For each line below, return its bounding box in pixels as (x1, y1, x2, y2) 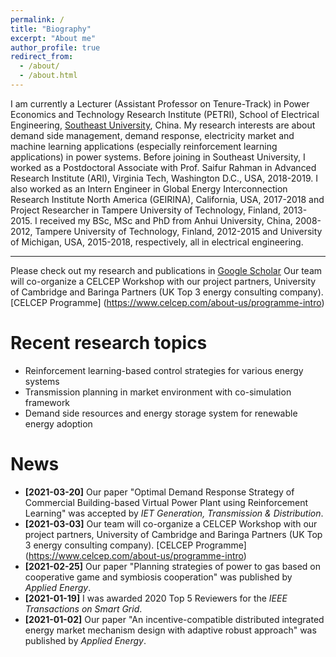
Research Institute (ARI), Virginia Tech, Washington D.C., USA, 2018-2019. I (10, 172, 318, 184)
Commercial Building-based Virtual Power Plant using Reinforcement (24, 496, 309, 508)
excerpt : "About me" (10, 33, 97, 43)
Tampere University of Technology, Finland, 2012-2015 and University (34, 225, 323, 237)
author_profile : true (10, 42, 101, 53)
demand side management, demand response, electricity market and (10, 129, 295, 141)
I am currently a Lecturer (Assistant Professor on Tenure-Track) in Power (10, 97, 310, 110)
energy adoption (24, 417, 93, 430)
